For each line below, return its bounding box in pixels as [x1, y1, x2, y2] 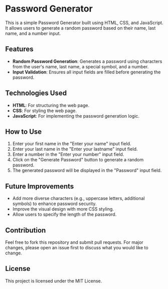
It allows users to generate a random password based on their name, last [5, 25, 156, 31]
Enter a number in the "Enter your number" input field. [12, 151, 124, 157]
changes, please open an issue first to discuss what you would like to [5, 245, 149, 250]
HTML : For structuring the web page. [12, 102, 89, 108]
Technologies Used [5, 89, 67, 98]
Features [5, 45, 34, 53]
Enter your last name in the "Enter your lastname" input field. [12, 146, 138, 152]
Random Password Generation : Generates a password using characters [12, 58, 162, 64]
